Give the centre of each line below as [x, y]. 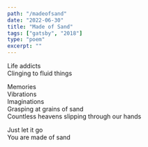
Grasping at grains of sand [45, 109]
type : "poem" [26, 40]
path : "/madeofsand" [37, 14]
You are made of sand [39, 137]
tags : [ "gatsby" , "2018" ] [45, 33]
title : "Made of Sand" [40, 26]
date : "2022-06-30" [36, 20]
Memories [22, 87]
